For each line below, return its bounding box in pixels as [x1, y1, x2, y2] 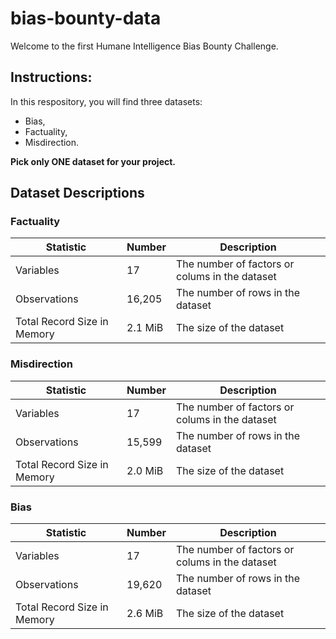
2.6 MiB [126, 607, 164, 621]
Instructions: [10, 69, 93, 86]
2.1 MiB [126, 321, 164, 335]
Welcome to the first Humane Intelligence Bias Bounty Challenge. [10, 40, 279, 52]
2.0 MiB [126, 463, 164, 477]
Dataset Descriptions [10, 185, 145, 202]
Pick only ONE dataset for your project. [10, 155, 177, 167]
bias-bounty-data [10, 7, 162, 30]
